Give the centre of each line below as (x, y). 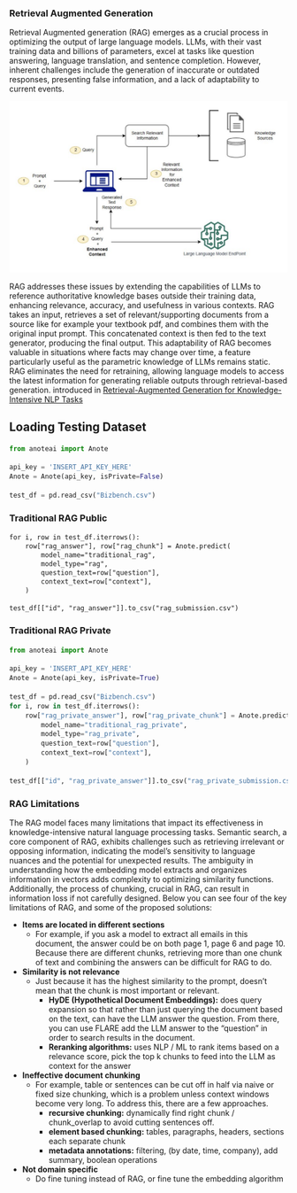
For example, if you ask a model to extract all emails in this (141, 933)
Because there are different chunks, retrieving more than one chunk (159, 953)
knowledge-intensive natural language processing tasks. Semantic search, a (148, 832)
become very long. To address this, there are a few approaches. (152, 1103)
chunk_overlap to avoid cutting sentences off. (131, 1122)
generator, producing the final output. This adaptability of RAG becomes (141, 343)
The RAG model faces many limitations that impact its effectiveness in (136, 823)
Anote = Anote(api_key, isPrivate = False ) (87, 476)
